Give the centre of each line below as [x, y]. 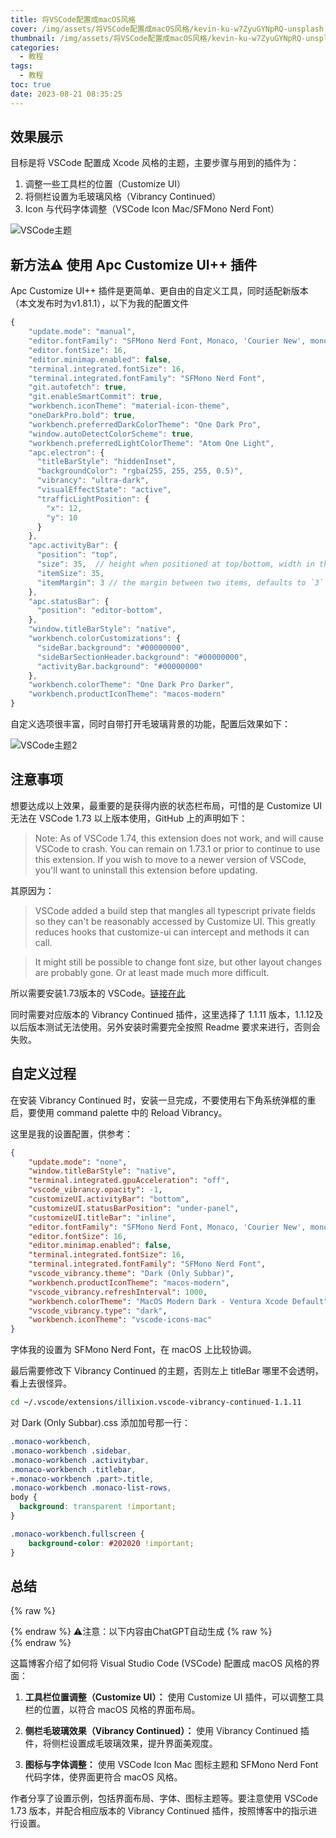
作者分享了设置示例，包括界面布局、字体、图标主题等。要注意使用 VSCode [164, 1798]
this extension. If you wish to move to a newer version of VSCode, [170, 859]
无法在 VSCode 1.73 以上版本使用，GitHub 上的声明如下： [129, 818]
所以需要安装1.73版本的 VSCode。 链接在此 [98, 993]
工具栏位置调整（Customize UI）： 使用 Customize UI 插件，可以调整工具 [174, 1697]
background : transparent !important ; [98, 1507]
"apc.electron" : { [66, 452]
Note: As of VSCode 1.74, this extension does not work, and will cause [179, 838]
